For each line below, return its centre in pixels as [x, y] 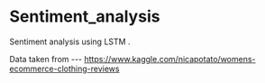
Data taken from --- [46, 59]
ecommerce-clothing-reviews [64, 69]
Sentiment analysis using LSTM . [70, 41]
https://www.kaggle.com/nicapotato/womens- [170, 59]
